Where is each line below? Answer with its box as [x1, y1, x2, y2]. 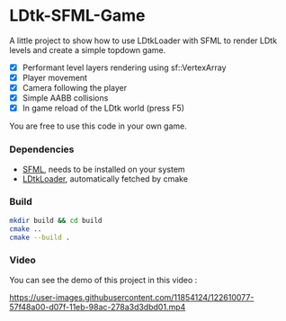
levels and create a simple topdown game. [9, 44, 166, 55]
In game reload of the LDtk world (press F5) [22, 103, 185, 113]
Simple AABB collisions [22, 93, 109, 103]
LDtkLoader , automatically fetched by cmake [22, 173, 189, 184]
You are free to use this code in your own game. [9, 120, 187, 131]
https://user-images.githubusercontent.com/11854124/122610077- [9, 291, 255, 302]
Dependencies [9, 143, 75, 156]
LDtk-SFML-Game [9, 5, 146, 26]
